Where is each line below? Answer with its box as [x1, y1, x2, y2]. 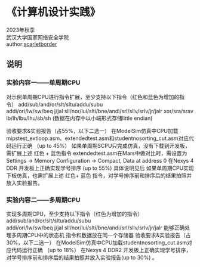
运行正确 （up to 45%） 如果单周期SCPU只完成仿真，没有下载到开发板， [11, 142, 191, 149]
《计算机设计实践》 [6, 5, 101, 19]
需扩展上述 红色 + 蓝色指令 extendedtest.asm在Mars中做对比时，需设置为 [6, 150, 187, 157]
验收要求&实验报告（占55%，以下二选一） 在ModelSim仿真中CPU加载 [6, 127, 179, 134]
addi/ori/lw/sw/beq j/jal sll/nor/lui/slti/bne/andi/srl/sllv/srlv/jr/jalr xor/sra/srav [6, 107, 194, 114]
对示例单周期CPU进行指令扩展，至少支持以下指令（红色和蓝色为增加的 [6, 93, 180, 100]
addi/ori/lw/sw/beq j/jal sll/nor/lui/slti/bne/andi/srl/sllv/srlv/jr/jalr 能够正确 [6, 224, 185, 231]
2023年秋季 [6, 26, 35, 33]
